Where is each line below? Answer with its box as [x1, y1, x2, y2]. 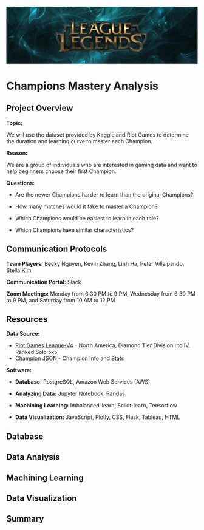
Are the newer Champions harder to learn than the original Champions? [15, 191, 194, 198]
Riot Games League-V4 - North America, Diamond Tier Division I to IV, [15, 342, 190, 349]
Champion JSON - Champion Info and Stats [15, 355, 124, 362]
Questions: [6, 179, 35, 186]
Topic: [6, 119, 23, 126]
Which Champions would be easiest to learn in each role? [15, 214, 159, 222]
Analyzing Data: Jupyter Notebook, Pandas [15, 390, 126, 398]
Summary [6, 514, 44, 524]
